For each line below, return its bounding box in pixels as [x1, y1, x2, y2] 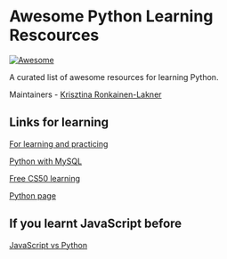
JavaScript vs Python [9, 239, 87, 250]
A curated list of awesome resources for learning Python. [9, 71, 219, 82]
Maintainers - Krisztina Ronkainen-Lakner [9, 89, 162, 100]
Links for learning [9, 115, 109, 130]
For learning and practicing [9, 138, 109, 149]
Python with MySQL [9, 156, 83, 166]
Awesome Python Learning [9, 6, 214, 27]
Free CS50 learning [9, 173, 80, 183]
